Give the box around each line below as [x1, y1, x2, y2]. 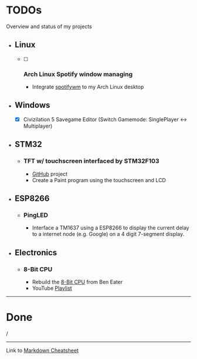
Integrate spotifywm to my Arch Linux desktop [32, 83, 144, 91]
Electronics [14, 247, 57, 258]
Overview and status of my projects [6, 23, 93, 30]
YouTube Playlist [32, 285, 72, 292]
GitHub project [32, 170, 68, 177]
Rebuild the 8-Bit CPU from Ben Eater [32, 278, 123, 285]
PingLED [23, 211, 49, 219]
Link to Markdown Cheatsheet [6, 347, 79, 354]
